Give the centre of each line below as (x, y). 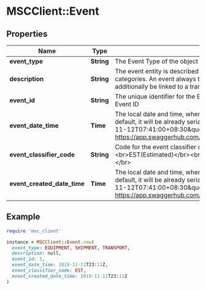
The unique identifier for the (155, 96)
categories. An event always (155, 79)
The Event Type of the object (157, 61)
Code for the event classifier (156, 147)
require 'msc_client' (34, 231)
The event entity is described (157, 71)
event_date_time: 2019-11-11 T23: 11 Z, (60, 265)
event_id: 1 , (29, 259)
